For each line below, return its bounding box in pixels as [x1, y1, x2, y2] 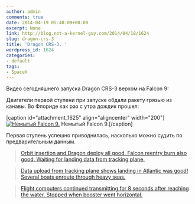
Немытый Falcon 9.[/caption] [61, 120, 133, 127]
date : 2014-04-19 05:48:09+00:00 [6, 19, 89, 25]
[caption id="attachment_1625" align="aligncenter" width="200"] [6, 114, 165, 121]
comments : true [6, 14, 44, 20]
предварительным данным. [6, 138, 76, 145]
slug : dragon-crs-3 [6, 36, 54, 42]
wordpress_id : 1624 [6, 47, 54, 53]
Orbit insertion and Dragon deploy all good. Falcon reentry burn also [20, 150, 187, 157]
